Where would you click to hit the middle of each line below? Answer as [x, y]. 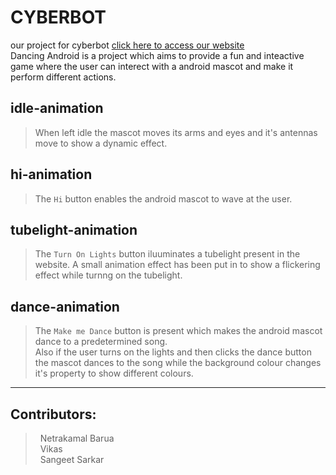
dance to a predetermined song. [101, 342]
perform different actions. [63, 77]
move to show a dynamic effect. [101, 143]
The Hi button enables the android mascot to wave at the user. [163, 198]
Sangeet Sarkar [72, 459]
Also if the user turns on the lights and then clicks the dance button [173, 352]
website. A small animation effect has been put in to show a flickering [177, 265]
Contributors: [53, 414]
